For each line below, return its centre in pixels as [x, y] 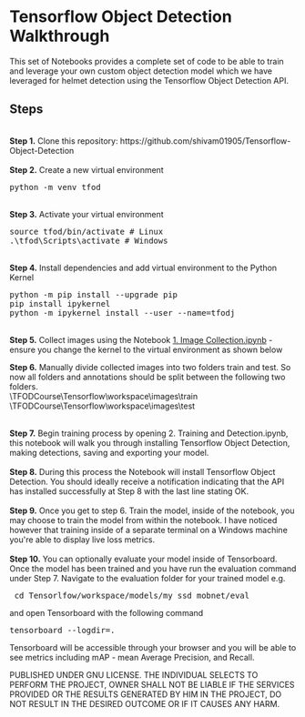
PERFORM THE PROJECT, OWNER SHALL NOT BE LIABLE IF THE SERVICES [152, 684]
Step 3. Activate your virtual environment [86, 214]
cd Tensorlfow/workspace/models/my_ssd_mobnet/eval [132, 595]
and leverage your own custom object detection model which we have [141, 71]
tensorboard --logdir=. [62, 630]
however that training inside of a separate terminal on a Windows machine [149, 530]
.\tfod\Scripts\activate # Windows [89, 240]
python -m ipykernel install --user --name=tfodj [122, 313]
